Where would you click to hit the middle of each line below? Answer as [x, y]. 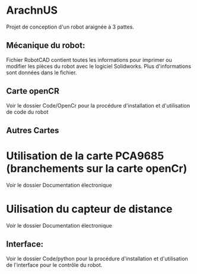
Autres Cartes [33, 130]
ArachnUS [32, 10]
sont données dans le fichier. [42, 73]
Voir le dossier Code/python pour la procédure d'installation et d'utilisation [97, 259]
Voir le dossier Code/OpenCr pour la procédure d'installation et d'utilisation [98, 105]
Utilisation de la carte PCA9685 [85, 156]
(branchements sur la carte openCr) [97, 169]
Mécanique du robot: [46, 45]
